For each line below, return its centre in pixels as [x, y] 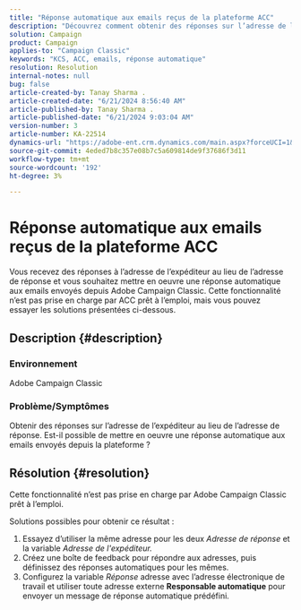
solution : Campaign [46, 34]
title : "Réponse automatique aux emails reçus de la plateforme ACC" [142, 17]
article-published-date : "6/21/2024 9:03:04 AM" [102, 117]
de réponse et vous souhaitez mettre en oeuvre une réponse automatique [145, 281]
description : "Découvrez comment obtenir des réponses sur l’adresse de [148, 26]
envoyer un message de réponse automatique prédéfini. [126, 596]
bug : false [30, 84]
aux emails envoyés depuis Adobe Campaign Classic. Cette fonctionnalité [145, 291]
